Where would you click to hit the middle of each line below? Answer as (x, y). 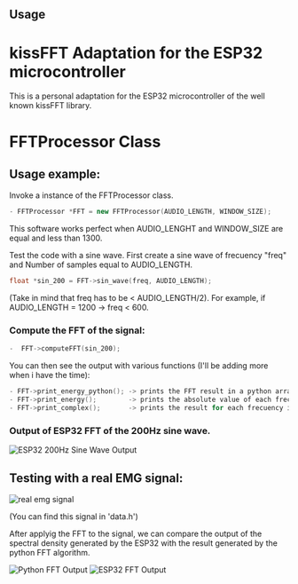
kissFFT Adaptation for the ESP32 (136, 53)
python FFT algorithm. (50, 552)
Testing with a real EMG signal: (96, 478)
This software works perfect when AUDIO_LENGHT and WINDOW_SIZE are (146, 229)
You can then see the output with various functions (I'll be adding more (139, 366)
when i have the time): (50, 375)
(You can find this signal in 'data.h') (74, 516)
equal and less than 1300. (56, 238)
